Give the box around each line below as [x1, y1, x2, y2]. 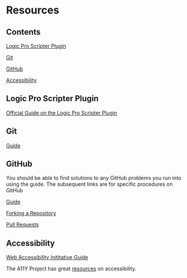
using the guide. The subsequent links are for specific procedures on [6, 180, 173, 188]
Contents [6, 27, 41, 37]
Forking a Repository [6, 210, 57, 217]
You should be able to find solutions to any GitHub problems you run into [6, 175, 182, 182]
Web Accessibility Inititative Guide [6, 254, 89, 261]
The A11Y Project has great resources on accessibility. [6, 265, 137, 272]
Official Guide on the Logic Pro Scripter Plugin [6, 109, 117, 116]
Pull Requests [6, 221, 39, 228]
